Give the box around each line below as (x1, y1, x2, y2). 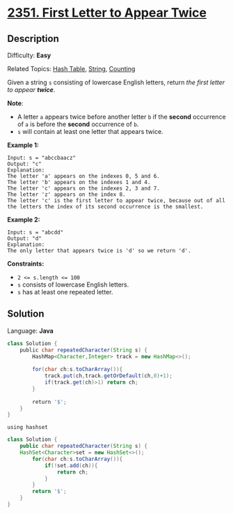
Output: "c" (7, 160, 42, 167)
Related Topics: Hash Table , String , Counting (7, 65, 136, 73)
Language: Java (7, 326, 54, 335)
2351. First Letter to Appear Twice (7, 5, 207, 21)
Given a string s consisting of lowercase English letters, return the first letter (7, 78, 225, 86)
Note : (7, 99, 24, 107)
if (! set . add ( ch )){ (44, 462, 98, 469)
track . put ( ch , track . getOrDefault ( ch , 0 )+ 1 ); (44, 372, 172, 379)
